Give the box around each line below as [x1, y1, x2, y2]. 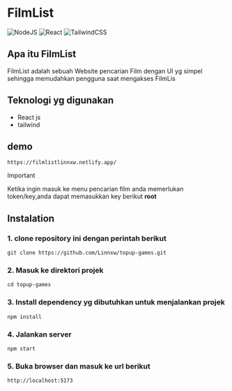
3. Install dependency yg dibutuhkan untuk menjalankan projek [7, 297, 225, 307]
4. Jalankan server [7, 330, 72, 339]
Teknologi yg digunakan [7, 94, 114, 106]
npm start [7, 345, 36, 352]
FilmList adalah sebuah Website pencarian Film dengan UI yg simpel [7, 66, 203, 75]
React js [17, 113, 41, 121]
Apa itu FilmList [7, 48, 77, 60]
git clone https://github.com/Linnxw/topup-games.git [7, 249, 167, 256]
